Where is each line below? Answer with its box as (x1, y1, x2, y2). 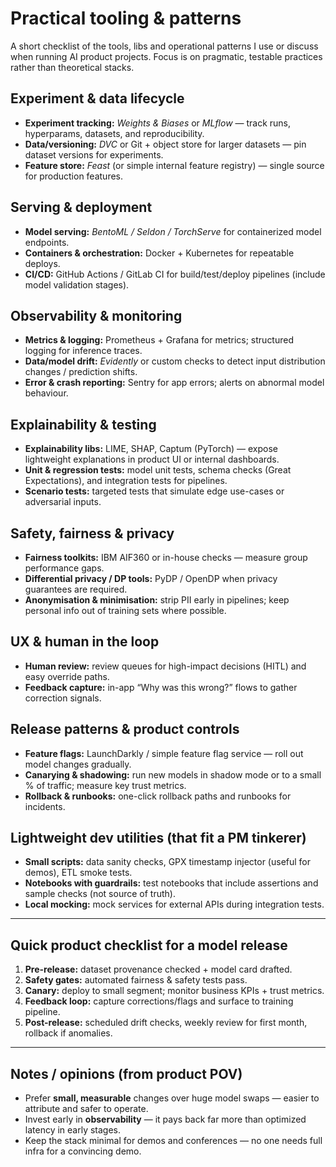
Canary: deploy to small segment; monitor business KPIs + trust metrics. (24, 985, 325, 997)
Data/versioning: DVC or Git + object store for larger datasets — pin (24, 138, 307, 150)
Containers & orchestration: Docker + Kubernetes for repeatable (24, 247, 295, 259)
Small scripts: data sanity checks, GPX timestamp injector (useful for (24, 856, 312, 868)
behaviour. (24, 387, 69, 399)
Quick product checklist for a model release (10, 937, 288, 954)
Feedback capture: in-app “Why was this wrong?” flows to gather (24, 681, 298, 693)
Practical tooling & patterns (10, 7, 242, 30)
